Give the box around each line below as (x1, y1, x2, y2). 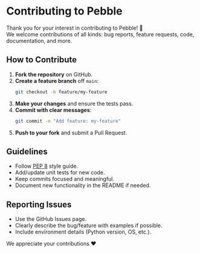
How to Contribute (6, 54, 77, 65)
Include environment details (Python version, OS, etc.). (15, 228, 152, 235)
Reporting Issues (6, 199, 72, 209)
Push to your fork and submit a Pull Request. (15, 129, 127, 136)
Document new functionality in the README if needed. (15, 182, 151, 189)
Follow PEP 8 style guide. (15, 162, 79, 170)
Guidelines (6, 146, 48, 157)
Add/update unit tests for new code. (15, 169, 105, 176)
